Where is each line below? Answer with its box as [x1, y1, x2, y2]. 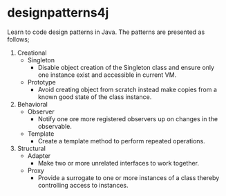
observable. [37, 122, 73, 130]
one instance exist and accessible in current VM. [37, 71, 177, 79]
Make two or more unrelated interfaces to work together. [37, 159, 199, 167]
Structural [17, 144, 46, 152]
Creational [17, 48, 47, 57]
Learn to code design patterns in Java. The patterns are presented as [7, 28, 205, 36]
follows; [7, 35, 30, 43]
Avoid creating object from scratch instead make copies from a [37, 85, 218, 93]
